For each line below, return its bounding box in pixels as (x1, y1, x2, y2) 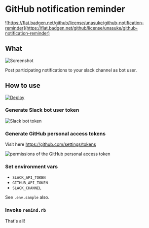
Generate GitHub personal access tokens (5, 130, 106, 137)
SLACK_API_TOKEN (12, 175, 46, 180)
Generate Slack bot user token (5, 107, 79, 114)
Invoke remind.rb (5, 207, 46, 214)
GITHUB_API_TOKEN (12, 181, 48, 186)
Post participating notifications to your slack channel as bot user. (5, 67, 137, 73)
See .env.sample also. (5, 195, 50, 200)
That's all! (5, 218, 25, 224)
